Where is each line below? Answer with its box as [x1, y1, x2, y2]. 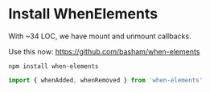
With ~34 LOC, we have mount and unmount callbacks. [8, 31, 191, 41]
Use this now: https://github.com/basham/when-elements [8, 46, 200, 56]
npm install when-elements [8, 62, 99, 70]
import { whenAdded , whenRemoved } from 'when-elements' [8, 76, 204, 84]
